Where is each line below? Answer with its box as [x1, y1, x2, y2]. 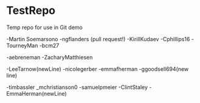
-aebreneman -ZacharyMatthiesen [6, 53, 93, 61]
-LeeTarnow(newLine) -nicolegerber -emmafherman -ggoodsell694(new [6, 65, 189, 73]
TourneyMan [6, 42, 38, 49]
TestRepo [6, 4, 56, 18]
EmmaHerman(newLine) [6, 90, 67, 97]
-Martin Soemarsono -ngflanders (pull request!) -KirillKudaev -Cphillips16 [6, 35, 190, 42]
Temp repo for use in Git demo [6, 24, 83, 31]
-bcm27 [39, 42, 60, 49]
